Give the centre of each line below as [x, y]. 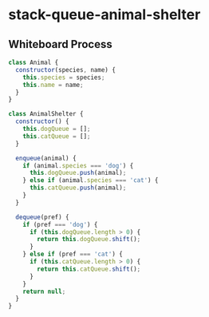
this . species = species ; [64, 77]
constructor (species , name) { [65, 69]
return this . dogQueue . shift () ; [89, 240]
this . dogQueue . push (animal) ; [78, 173]
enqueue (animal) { [46, 158]
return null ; [44, 291]
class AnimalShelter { [46, 114]
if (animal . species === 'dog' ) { [78, 165]
